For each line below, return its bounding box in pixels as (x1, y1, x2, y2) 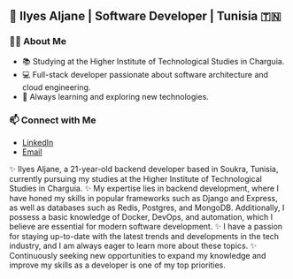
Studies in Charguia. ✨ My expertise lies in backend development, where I (9, 183, 279, 193)
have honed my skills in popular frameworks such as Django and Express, (9, 192, 279, 203)
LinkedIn (21, 137, 54, 147)
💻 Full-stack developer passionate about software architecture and (21, 69, 268, 79)
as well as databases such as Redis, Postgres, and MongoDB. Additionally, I (9, 202, 285, 213)
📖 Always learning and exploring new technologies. (21, 91, 210, 102)
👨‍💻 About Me (9, 35, 66, 48)
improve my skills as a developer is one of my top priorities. (9, 260, 226, 270)
